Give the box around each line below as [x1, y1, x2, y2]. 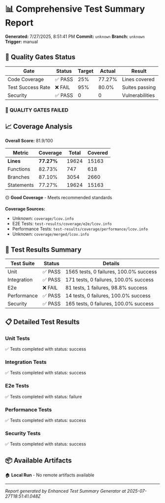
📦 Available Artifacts [5, 456, 72, 465]
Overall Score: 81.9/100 [5, 138, 53, 144]
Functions [7, 166, 30, 173]
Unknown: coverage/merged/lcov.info [12, 231, 89, 237]
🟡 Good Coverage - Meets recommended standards [5, 195, 112, 201]
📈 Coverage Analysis [5, 122, 73, 131]
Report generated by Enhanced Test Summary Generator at [5, 488, 126, 494]
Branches [7, 174, 30, 180]
